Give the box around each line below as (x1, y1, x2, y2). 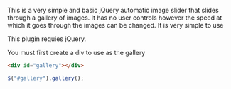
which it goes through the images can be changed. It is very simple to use (7, 21, 224, 29)
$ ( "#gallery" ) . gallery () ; (7, 74, 84, 82)
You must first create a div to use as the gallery (7, 49, 146, 57)
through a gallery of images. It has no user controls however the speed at (7, 13, 222, 22)
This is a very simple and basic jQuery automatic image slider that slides (7, 6, 219, 14)
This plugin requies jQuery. (7, 35, 87, 43)
